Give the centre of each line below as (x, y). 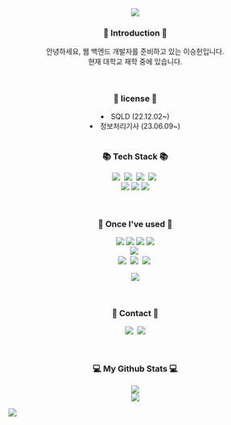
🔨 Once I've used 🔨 (135, 223)
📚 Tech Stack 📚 (135, 156)
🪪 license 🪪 (135, 98)
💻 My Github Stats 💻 (135, 369)
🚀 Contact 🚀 (135, 314)
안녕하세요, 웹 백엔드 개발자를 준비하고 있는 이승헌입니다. (135, 52)
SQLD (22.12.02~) (140, 116)
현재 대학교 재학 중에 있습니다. (135, 62)
